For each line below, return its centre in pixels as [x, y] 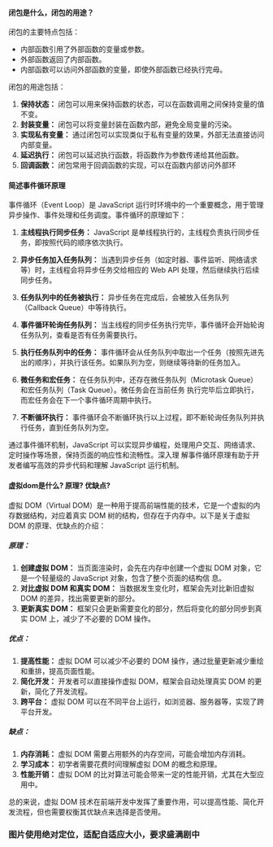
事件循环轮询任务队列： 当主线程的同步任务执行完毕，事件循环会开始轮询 [142, 325]
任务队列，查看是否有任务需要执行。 [81, 335]
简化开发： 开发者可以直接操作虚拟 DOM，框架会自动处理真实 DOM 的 [137, 681]
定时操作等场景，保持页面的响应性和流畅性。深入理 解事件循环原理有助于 [130, 455]
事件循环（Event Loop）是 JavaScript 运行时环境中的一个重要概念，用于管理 [136, 205]
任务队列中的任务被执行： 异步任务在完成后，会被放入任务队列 [124, 298]
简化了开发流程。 [63, 691]
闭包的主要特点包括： [44, 32]
